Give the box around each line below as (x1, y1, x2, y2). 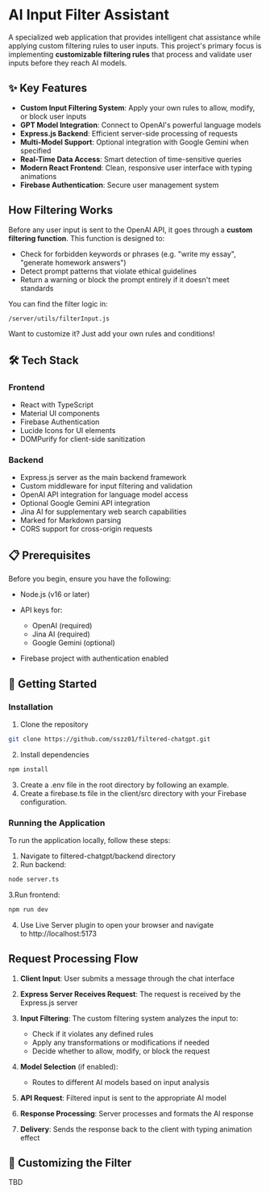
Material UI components (19, 409, 101, 419)
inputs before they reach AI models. (8, 58, 127, 68)
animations (19, 171, 57, 181)
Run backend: (19, 859, 67, 869)
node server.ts (8, 875, 60, 883)
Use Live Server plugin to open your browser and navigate (19, 920, 214, 929)
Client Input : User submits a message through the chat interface (19, 974, 235, 983)
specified (19, 145, 52, 155)
